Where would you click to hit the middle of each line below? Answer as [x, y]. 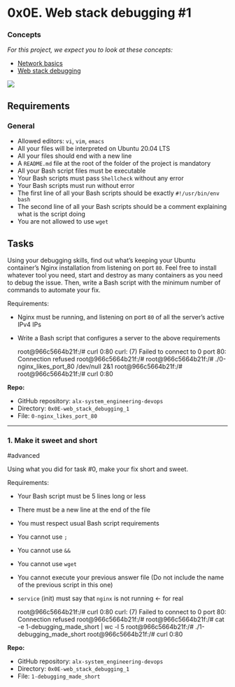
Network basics [40, 64]
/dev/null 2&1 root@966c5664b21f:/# [129, 366]
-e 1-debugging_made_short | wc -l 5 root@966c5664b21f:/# [106, 627]
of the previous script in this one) [65, 585]
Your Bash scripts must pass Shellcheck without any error [100, 178]
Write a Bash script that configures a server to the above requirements [119, 338]
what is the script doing [51, 214]
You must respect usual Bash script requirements [88, 523]
